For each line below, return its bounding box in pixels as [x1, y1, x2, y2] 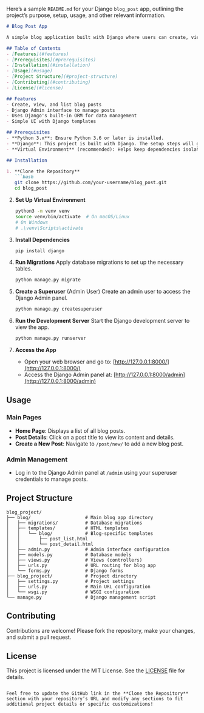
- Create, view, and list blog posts [6, 102, 102, 108]
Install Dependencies [15, 236, 70, 243]
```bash [14, 174, 34, 180]
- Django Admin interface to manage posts [6, 107, 115, 113]
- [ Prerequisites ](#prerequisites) [6, 57, 97, 63]
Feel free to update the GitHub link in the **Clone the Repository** [6, 691, 189, 697]
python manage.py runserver [15, 336, 86, 342]
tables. [15, 265, 32, 272]
